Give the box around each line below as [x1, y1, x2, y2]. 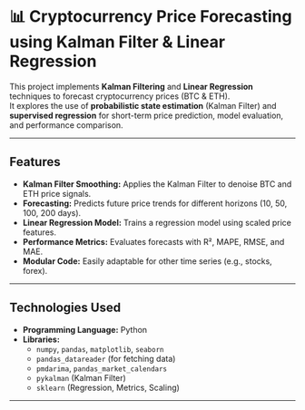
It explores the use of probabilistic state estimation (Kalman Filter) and [9, 100, 277, 111]
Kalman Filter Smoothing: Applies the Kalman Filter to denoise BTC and [22, 178, 292, 190]
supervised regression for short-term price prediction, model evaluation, [9, 110, 284, 121]
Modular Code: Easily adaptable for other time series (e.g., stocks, [22, 255, 272, 267]
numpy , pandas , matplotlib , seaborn [35, 343, 165, 354]
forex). [22, 265, 48, 276]
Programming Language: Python [22, 324, 148, 335]
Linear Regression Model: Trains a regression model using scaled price [22, 217, 292, 228]
